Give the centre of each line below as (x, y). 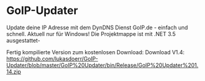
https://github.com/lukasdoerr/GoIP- (52, 58)
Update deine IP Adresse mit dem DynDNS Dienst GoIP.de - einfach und (97, 27)
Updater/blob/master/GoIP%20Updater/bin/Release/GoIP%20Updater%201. (102, 65)
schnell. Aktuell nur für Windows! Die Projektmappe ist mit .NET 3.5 (91, 33)
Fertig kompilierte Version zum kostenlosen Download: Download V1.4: (95, 52)
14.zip (14, 71)
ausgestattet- (24, 40)
